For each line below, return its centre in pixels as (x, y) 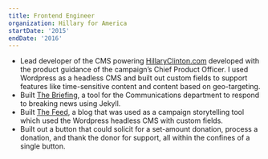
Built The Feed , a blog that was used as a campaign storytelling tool (132, 112)
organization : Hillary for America (68, 23)
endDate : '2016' (35, 38)
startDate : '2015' (39, 31)
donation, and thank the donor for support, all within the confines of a (135, 138)
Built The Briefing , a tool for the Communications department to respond (140, 95)
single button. (43, 146)
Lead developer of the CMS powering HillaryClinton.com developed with (140, 61)
